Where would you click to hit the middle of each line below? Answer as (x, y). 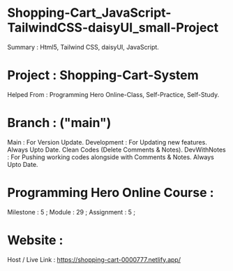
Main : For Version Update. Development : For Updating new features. (107, 142)
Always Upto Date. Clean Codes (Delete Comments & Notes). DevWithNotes (116, 149)
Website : (35, 240)
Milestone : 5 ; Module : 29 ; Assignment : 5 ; (72, 212)
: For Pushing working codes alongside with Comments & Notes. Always (111, 157)
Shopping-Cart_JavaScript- (89, 13)
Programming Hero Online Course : (111, 193)
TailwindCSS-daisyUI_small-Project (113, 28)
